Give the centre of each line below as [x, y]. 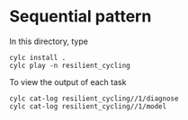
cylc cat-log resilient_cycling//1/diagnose [94, 99]
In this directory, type [49, 41]
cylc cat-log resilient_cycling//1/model [88, 106]
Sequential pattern [81, 17]
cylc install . [38, 57]
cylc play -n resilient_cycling [70, 65]
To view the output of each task [68, 81]
